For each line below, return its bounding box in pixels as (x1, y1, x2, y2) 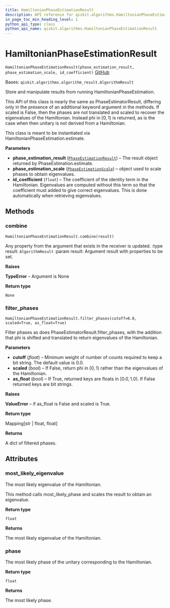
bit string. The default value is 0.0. (12, 360, 84, 366)
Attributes (5, 455, 38, 463)
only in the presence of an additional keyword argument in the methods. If (5, 104, 159, 110)
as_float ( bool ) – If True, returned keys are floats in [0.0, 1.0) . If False (12, 376, 155, 382)
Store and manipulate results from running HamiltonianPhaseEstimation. (5, 89, 155, 95)
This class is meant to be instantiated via (5, 130, 90, 136)
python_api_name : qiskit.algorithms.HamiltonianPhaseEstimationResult (5, 26, 157, 31)
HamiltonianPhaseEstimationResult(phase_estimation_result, (5, 65, 135, 70)
